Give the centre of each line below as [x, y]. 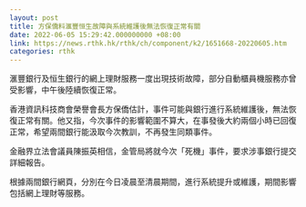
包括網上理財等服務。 [49, 193]
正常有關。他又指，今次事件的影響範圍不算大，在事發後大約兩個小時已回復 [157, 121]
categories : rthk [42, 52]
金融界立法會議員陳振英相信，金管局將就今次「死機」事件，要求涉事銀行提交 [153, 152]
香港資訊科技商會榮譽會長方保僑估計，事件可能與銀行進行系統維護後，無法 [149, 109]
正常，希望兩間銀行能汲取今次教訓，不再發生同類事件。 [113, 132]
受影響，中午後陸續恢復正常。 [65, 90]
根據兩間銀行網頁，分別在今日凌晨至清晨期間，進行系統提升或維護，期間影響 [153, 182]
